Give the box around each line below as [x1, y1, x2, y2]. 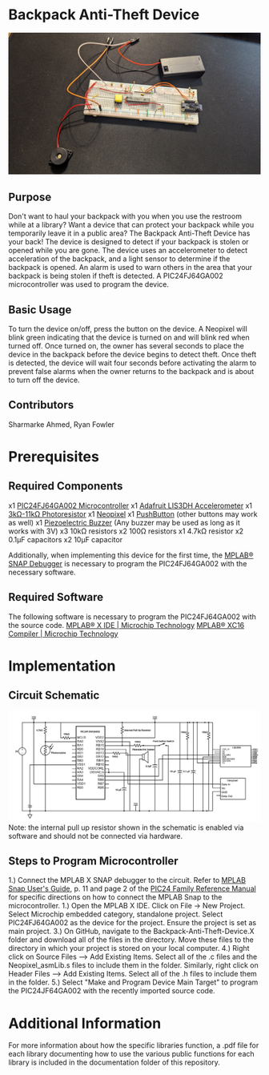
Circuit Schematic [8, 689, 100, 703]
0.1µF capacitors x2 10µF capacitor [8, 534, 122, 544]
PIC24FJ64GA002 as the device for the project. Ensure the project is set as [8, 918, 257, 928]
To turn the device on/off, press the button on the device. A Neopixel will [8, 324, 248, 334]
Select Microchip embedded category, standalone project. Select [8, 909, 223, 919]
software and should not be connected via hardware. [8, 831, 183, 840]
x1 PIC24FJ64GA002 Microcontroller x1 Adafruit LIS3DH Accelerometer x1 [8, 501, 252, 510]
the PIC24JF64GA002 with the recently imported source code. [8, 986, 215, 996]
